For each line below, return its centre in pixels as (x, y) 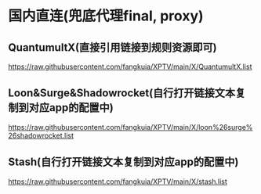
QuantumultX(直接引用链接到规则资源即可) (112, 47)
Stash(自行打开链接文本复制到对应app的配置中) (123, 162)
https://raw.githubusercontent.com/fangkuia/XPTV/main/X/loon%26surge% (130, 127)
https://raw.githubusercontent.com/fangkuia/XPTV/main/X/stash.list (118, 181)
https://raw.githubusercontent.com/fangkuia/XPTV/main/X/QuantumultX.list (130, 66)
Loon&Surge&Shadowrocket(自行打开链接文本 (122, 93)
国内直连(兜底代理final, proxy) (106, 16)
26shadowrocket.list (41, 135)
